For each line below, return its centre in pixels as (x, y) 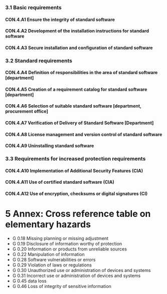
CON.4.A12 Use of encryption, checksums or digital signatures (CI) (76, 193)
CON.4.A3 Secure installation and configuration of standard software (79, 48)
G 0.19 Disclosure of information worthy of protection (67, 243)
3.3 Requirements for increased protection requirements (75, 159)
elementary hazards (48, 225)
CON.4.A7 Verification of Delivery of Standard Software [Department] (79, 123)
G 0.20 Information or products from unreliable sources (69, 249)
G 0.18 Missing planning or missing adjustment (60, 238)
